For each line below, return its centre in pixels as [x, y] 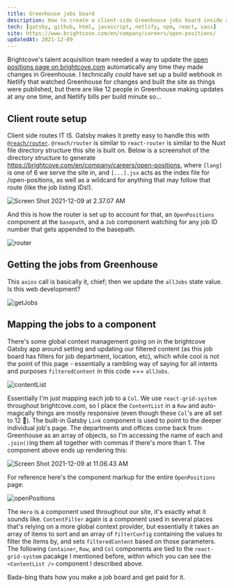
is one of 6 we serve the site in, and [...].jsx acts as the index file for [109, 172]
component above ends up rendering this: [67, 450]
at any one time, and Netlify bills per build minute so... [84, 97]
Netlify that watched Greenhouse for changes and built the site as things [111, 82]
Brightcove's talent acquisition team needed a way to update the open [108, 59]
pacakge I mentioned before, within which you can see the [127, 556]
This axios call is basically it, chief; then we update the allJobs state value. [115, 281]
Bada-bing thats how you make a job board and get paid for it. [96, 577]
